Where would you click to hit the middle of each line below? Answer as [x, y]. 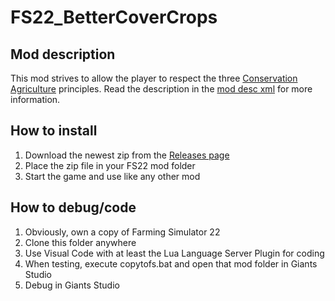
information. [35, 99]
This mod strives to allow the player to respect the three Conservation [154, 78]
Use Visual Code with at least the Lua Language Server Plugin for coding [174, 253]
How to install [54, 131]
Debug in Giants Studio [72, 285]
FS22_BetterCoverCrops [114, 17]
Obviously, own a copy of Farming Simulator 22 [122, 232]
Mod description [63, 54]
